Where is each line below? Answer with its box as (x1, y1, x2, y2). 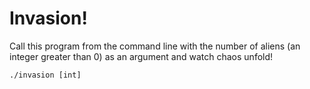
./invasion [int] (9, 70, 82, 80)
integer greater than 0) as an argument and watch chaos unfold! (9, 50, 274, 62)
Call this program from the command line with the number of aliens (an (9, 40, 301, 52)
